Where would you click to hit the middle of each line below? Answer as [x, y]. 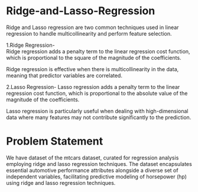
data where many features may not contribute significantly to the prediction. [99, 117]
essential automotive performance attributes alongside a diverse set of [92, 170]
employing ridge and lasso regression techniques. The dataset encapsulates [99, 164]
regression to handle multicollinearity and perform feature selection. [89, 33]
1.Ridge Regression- [30, 45]
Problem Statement [55, 141]
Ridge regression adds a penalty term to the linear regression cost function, [98, 51]
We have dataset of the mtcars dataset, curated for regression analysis [92, 158]
